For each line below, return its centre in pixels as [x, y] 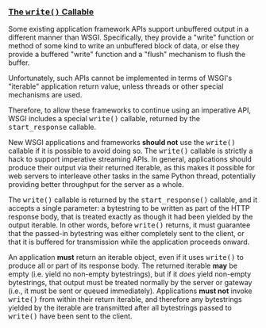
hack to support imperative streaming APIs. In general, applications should [130, 159]
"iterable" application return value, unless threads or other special [116, 86]
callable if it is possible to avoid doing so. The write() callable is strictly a [131, 151]
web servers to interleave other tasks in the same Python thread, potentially [132, 176]
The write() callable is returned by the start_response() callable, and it [133, 200]
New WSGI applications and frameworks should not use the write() [122, 143]
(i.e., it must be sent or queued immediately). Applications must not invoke [130, 291]
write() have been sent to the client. [70, 316]
